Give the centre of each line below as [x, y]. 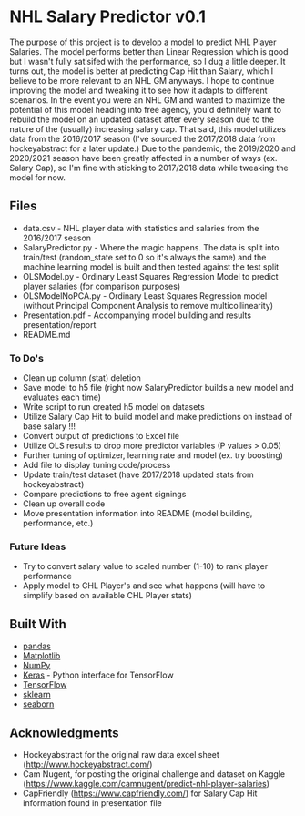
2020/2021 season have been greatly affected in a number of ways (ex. [143, 158]
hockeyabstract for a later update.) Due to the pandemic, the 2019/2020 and [152, 148]
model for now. [37, 177]
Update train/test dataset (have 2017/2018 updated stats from [138, 474]
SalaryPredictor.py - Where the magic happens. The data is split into [151, 247]
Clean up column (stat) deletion [81, 378]
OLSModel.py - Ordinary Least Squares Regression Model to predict [151, 276]
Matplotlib [41, 656]
